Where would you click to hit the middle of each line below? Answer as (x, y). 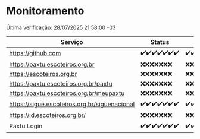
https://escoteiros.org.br (43, 74)
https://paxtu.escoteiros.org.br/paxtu (61, 83)
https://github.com (35, 53)
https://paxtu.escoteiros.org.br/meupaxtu (67, 93)
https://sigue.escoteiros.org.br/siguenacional (72, 104)
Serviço (72, 42)
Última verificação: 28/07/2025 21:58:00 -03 (61, 27)
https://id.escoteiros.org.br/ (48, 115)
